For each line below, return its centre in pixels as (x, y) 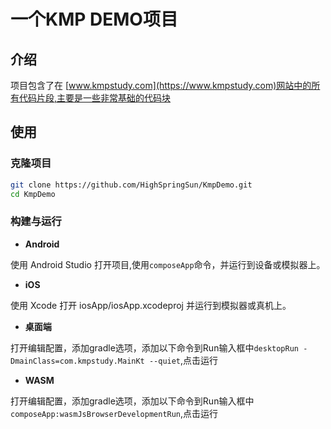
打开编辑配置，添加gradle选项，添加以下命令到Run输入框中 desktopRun (154, 347)
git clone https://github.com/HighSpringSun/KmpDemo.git (131, 185)
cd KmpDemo (33, 194)
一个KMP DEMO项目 (94, 19)
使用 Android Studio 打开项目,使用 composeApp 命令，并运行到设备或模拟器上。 (168, 264)
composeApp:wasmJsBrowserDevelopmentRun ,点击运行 (114, 413)
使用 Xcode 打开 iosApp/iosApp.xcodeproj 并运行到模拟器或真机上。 (151, 305)
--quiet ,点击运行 (183, 360)
